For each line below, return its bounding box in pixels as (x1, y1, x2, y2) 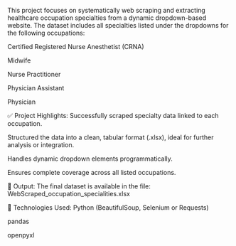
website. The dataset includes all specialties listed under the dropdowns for (7, 21, 229, 29)
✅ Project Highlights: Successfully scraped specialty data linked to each (7, 112, 219, 119)
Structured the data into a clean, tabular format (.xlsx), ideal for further (7, 133, 215, 141)
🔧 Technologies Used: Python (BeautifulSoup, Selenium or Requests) (7, 203, 209, 212)
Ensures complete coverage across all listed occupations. (7, 169, 176, 176)
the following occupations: (7, 28, 85, 37)
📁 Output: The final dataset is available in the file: (7, 182, 151, 191)
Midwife (7, 56, 31, 65)
